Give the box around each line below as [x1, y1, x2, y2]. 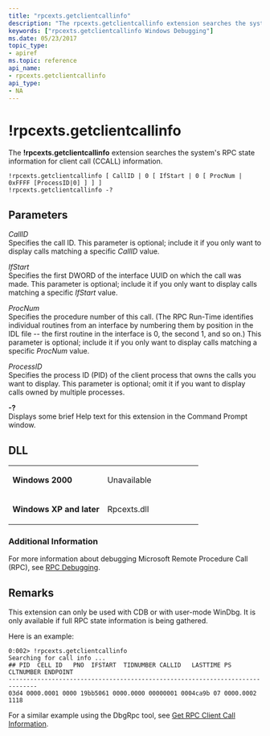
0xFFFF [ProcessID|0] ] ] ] [8, 179, 103, 188]
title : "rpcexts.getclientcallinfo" [8, 11, 131, 20]
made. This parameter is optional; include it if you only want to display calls [8, 279, 257, 289]
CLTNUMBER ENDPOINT [8, 668, 74, 676]
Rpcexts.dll [107, 503, 149, 515]
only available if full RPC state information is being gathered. [8, 616, 209, 626]
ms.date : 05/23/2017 [8, 34, 78, 43]
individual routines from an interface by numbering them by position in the [8, 320, 254, 330]
